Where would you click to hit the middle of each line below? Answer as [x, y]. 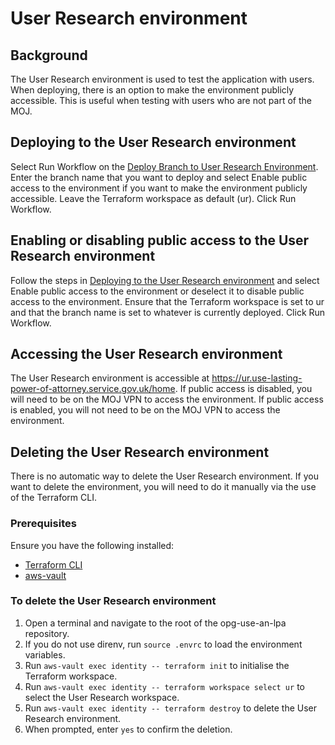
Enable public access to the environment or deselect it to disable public [157, 291]
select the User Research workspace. [102, 697]
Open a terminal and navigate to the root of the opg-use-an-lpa [155, 623]
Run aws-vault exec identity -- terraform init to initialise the [157, 665]
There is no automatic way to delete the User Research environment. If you [164, 476]
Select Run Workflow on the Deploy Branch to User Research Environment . [164, 166]
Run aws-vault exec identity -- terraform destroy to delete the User [171, 708]
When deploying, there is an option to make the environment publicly [152, 90]
